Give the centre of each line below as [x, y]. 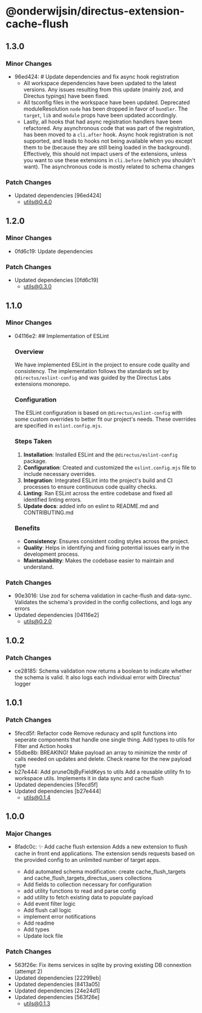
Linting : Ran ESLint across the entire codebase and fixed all [98, 493]
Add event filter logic [50, 904]
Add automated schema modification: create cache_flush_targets [104, 871]
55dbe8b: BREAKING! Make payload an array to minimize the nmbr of [101, 752]
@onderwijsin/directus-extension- [95, 11]
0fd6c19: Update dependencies [54, 251]
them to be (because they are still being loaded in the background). [107, 147]
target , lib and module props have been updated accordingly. [100, 115]
